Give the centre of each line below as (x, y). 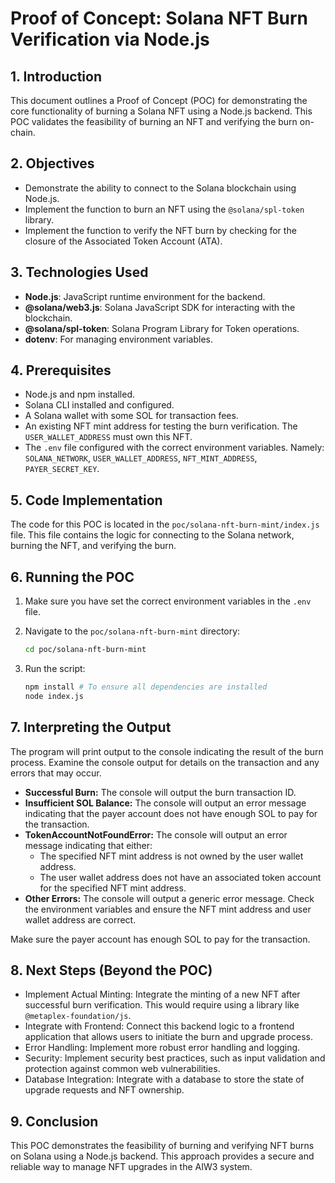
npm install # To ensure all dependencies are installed (146, 687)
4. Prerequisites (61, 370)
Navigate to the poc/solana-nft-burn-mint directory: (132, 631)
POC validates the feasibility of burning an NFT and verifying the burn (154, 121)
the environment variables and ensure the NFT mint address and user (168, 909)
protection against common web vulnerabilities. (122, 1069)
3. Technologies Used (79, 272)
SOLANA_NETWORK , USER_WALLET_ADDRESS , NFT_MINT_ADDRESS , (141, 458)
